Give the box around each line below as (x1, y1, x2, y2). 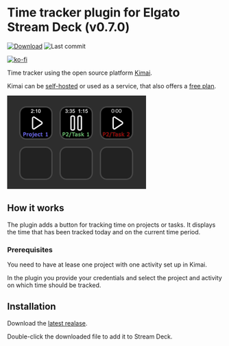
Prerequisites (7, 245, 53, 254)
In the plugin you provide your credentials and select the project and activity (7, 274, 223, 282)
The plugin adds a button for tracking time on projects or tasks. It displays (7, 221, 216, 229)
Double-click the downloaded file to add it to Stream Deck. (7, 332, 173, 341)
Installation (7, 301, 56, 312)
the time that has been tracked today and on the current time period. (7, 227, 201, 236)
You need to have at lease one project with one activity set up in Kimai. (7, 260, 207, 269)
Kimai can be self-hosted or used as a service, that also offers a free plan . (7, 82, 217, 90)
